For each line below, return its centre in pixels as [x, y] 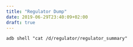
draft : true [21, 22]
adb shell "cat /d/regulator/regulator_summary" [67, 39]
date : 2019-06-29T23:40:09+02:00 [47, 17]
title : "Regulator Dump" [36, 11]
